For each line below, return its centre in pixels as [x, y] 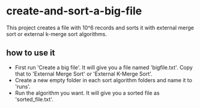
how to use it [31, 53]
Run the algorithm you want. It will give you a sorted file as [87, 93]
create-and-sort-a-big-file [74, 11]
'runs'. [23, 86]
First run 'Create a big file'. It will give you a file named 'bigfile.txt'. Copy [104, 67]
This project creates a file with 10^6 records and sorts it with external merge [100, 28]
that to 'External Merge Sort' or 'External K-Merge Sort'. [84, 74]
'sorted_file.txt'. [34, 99]
